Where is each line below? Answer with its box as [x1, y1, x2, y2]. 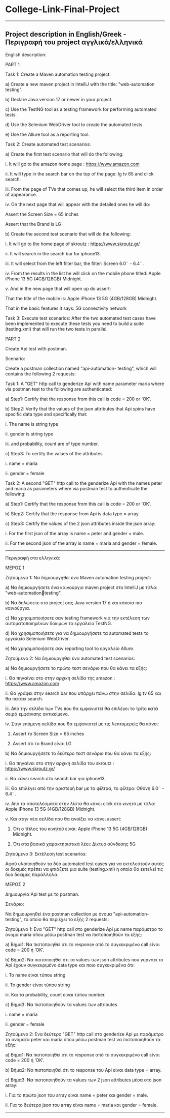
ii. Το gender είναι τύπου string [5, 982, 70, 988]
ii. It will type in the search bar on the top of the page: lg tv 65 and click [5, 170, 154, 176]
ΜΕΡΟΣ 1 [5, 565, 24, 571]
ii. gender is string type [5, 431, 54, 437]
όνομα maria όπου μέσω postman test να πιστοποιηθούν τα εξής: [5, 931, 143, 937]
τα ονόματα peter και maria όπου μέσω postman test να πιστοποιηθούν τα [5, 1036, 161, 1042]
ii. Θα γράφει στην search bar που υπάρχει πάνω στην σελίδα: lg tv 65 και [5, 690, 161, 696]
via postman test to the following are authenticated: [5, 386, 112, 392]
